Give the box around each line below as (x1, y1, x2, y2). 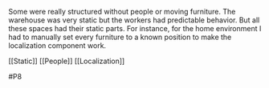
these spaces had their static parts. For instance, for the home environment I (8, 24, 262, 33)
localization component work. (8, 41, 107, 50)
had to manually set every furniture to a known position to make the (8, 32, 232, 42)
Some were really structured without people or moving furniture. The (8, 7, 236, 16)
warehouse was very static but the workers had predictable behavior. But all (8, 15, 260, 25)
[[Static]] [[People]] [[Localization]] (8, 56, 125, 66)
